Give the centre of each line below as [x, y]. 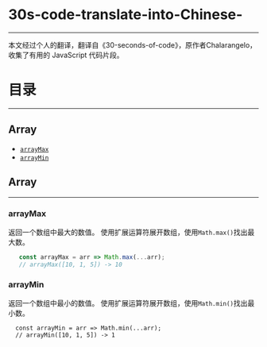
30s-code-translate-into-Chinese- [126, 15]
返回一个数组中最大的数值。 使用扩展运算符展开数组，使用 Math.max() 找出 [128, 232]
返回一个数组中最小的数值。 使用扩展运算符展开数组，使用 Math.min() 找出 [128, 303]
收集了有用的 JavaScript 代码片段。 [66, 55]
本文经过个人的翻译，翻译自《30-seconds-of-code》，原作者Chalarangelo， [132, 44]
